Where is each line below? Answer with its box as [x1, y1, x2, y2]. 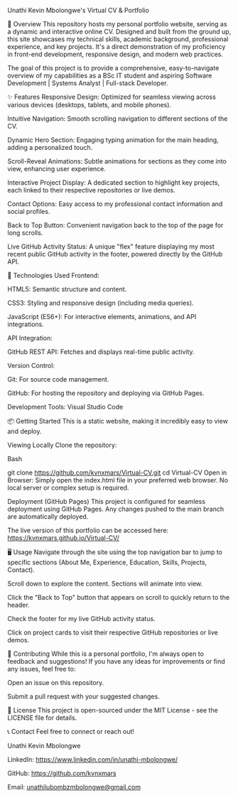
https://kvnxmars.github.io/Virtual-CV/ [7, 534, 119, 542]
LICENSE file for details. [7, 713, 77, 722]
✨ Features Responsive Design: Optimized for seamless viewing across [7, 92, 217, 101]
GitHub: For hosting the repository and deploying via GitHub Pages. [7, 389, 205, 397]
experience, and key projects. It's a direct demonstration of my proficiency [7, 43, 226, 50]
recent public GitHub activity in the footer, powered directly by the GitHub [7, 250, 223, 258]
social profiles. [7, 207, 50, 215]
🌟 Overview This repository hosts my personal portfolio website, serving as [7, 20, 227, 28]
